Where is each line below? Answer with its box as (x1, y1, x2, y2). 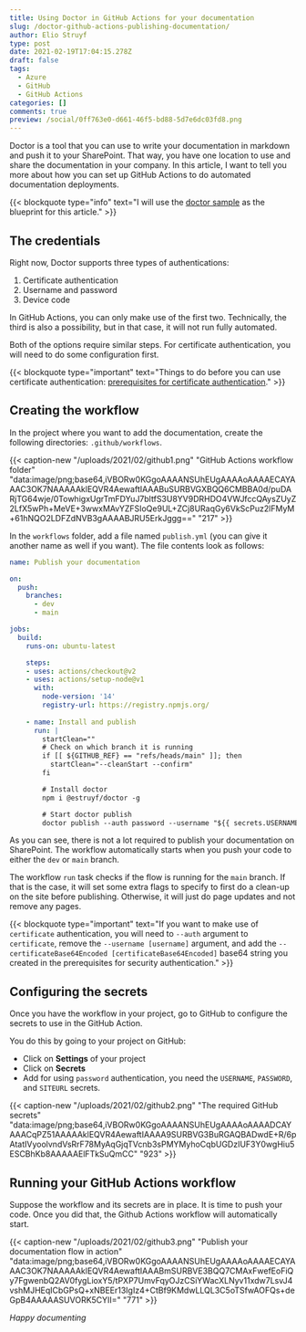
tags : (9, 65, 30, 74)
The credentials (9, 233, 101, 248)
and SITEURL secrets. (22, 1083, 101, 1094)
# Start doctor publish (42, 810, 132, 819)
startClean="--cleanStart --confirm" (49, 760, 194, 770)
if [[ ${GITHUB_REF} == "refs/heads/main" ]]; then (42, 751, 243, 760)
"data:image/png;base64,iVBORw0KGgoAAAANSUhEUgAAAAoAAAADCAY (9, 1119, 292, 1130)
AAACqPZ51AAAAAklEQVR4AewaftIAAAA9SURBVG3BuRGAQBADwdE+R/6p (9, 1129, 297, 1140)
